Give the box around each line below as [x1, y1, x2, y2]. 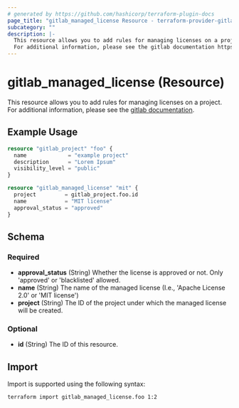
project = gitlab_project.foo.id [14, 191, 139, 198]
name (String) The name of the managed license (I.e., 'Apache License [17, 283, 225, 292]
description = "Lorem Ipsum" [14, 158, 116, 165]
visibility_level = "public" [14, 165, 100, 172]
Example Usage [7, 126, 78, 138]
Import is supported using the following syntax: [7, 379, 146, 389]
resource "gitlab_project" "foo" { [7, 145, 113, 152]
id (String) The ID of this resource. [17, 340, 119, 349]
